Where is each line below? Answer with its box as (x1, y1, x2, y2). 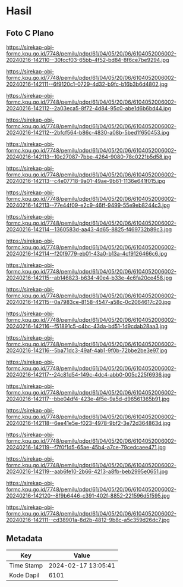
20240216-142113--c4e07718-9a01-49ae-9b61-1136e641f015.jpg (6, 178, 165, 184)
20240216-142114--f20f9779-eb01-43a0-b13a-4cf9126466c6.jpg (6, 250, 168, 257)
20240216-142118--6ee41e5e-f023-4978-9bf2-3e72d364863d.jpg (6, 420, 171, 427)
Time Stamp (9, 561, 43, 570)
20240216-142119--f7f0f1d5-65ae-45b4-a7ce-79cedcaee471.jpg (6, 444, 166, 451)
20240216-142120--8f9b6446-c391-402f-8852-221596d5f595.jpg (6, 492, 171, 499)
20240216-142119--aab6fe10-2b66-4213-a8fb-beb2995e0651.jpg (6, 468, 168, 475)
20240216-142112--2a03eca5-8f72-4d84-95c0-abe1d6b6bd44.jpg (6, 105, 171, 111)
